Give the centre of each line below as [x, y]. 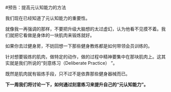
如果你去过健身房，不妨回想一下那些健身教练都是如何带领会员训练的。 [79, 46]
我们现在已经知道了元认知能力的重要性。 [48, 18]
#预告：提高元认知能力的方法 [36, 7]
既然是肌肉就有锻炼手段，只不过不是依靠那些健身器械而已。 [68, 74]
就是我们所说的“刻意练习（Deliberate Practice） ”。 [63, 63]
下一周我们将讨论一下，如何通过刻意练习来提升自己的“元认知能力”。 [77, 84]
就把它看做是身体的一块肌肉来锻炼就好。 [52, 35]
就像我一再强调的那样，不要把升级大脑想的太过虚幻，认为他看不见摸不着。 [83, 29]
